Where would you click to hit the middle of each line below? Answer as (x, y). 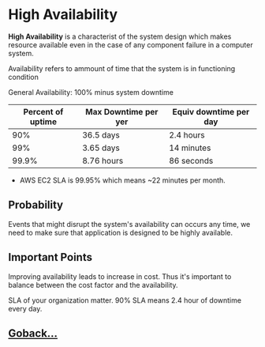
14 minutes (190, 148)
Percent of (43, 111)
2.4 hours (187, 134)
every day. (25, 308)
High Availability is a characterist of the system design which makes (120, 36)
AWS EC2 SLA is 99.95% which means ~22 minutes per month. (123, 180)
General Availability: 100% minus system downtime (91, 92)
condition (24, 77)
